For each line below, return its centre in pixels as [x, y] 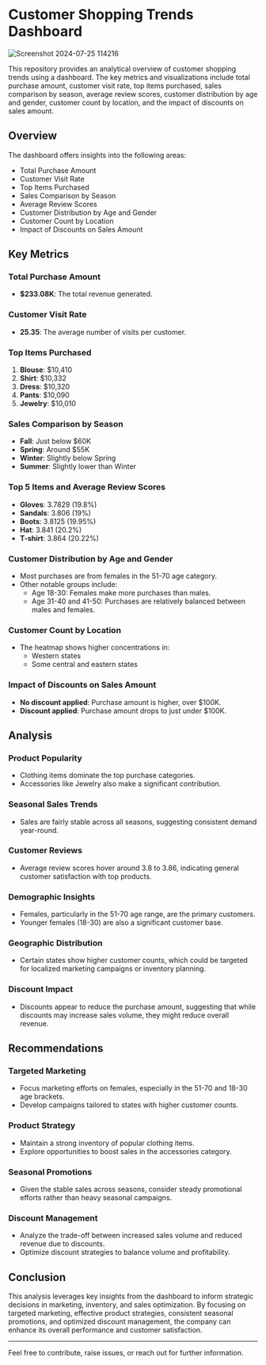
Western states [56, 656]
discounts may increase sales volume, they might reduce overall [124, 1015]
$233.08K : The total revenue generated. [86, 294]
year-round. [39, 830]
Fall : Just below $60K [55, 441]
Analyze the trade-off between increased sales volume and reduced [131, 1236]
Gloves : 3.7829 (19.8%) [58, 504]
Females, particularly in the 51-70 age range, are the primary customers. [137, 914]
